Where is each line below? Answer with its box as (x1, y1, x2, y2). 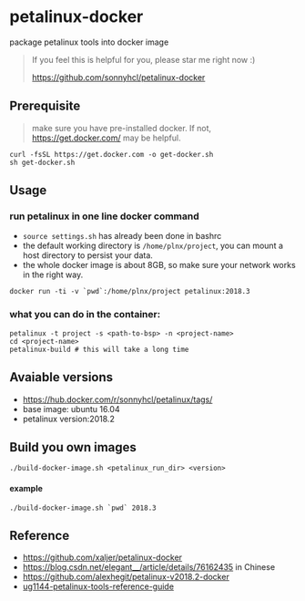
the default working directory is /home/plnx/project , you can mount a (22, 240, 284, 252)
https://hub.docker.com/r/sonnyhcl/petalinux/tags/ (22, 394, 213, 405)
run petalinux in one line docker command (9, 210, 200, 223)
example (9, 482, 44, 493)
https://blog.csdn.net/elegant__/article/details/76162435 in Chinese (22, 562, 276, 573)
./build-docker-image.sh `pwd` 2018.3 (9, 503, 157, 513)
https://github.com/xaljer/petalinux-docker (22, 552, 183, 563)
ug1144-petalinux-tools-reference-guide (22, 581, 175, 592)
